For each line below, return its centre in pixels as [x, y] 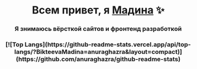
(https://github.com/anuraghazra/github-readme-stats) [98, 59]
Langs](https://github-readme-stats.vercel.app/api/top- [108, 44]
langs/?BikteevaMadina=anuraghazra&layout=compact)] [98, 52]
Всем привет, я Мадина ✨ [98, 10]
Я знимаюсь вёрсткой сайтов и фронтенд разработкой [98, 29]
